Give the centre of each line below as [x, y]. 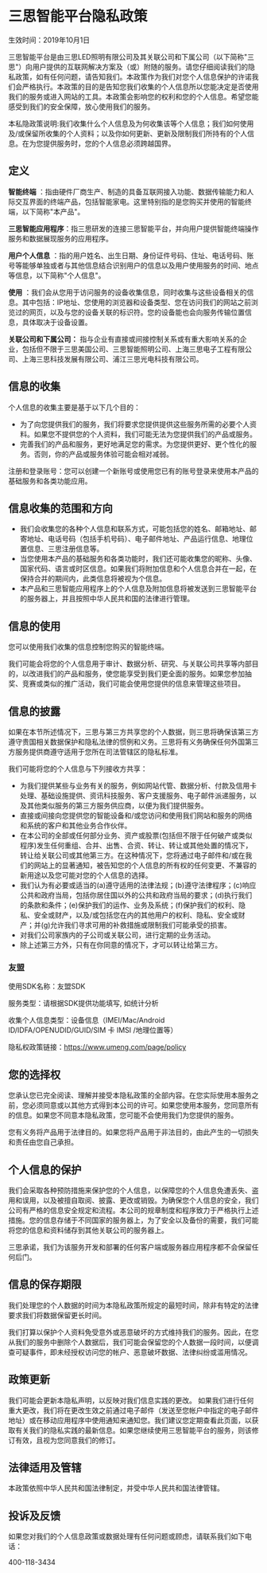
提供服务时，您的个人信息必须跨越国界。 [109, 143]
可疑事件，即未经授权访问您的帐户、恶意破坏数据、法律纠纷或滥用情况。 [133, 1352]
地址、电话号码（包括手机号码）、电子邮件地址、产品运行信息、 [130, 539]
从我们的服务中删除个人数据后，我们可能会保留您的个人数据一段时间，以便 [130, 1342]
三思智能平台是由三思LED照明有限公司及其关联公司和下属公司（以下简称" [128, 57]
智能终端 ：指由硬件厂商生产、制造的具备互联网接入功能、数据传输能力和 [128, 191]
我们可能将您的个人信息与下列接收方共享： [78, 769]
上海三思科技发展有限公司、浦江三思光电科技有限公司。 [112, 358]
